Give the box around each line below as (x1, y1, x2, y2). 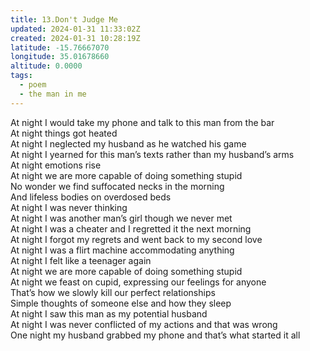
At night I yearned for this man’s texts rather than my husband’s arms (10, 148, 295, 160)
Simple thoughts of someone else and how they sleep (10, 297, 232, 309)
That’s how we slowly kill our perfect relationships (10, 286, 216, 298)
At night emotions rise (10, 159, 102, 171)
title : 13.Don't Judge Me (10, 14, 118, 25)
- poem (19, 80, 47, 90)
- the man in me (19, 89, 87, 99)
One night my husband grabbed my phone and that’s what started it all (10, 329, 301, 341)
